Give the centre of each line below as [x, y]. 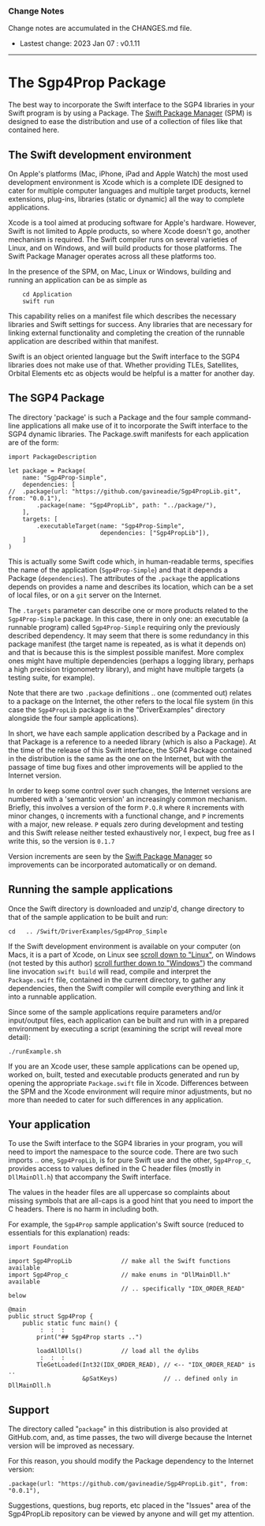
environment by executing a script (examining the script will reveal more [125, 1028]
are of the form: [34, 442]
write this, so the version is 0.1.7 [62, 841]
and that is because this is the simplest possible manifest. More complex [126, 652]
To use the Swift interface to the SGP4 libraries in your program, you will [125, 1144]
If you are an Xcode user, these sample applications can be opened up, [124, 1066]
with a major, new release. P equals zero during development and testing [126, 824]
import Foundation [38, 1247]
